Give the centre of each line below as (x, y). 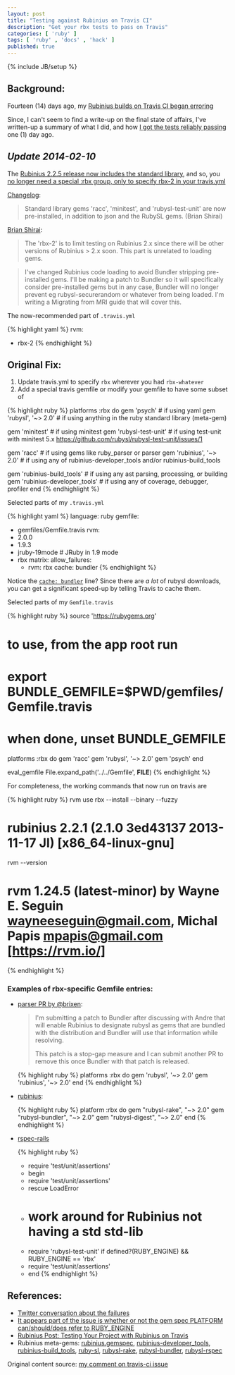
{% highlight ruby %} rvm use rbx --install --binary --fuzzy (93, 799)
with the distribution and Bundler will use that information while (126, 1032)
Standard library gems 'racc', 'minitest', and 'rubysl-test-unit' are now (125, 208)
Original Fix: (34, 365)
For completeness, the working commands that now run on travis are (107, 786)
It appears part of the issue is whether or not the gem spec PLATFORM (120, 1320)
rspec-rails (33, 1138)
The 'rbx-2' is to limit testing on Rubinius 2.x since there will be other (124, 243)
